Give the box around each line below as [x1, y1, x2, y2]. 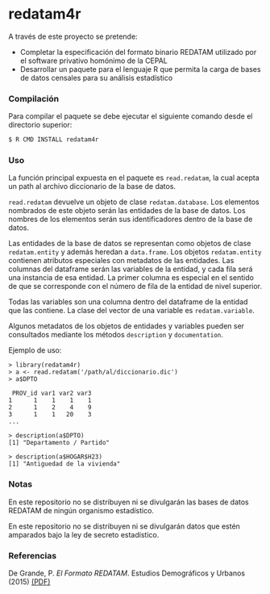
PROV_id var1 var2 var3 [11, 389, 92, 398]
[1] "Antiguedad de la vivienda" [8, 460, 121, 468]
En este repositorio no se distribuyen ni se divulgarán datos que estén [8, 521, 240, 531]
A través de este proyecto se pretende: [8, 31, 139, 41]
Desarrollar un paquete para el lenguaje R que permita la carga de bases [19, 64, 261, 73]
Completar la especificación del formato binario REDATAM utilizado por [19, 47, 257, 56]
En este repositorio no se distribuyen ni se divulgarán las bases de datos [8, 497, 250, 507]
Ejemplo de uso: [8, 345, 62, 355]
